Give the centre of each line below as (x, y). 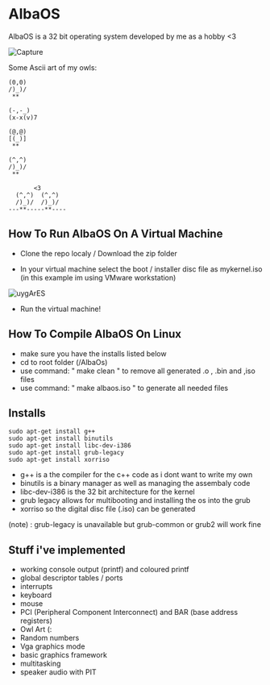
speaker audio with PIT (58, 672)
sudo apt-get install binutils (61, 439)
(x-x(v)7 (23, 118)
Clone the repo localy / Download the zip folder (98, 253)
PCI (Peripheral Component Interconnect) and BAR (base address (129, 612)
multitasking (40, 664)
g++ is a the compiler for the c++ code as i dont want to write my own (136, 475)
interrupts (36, 587)
